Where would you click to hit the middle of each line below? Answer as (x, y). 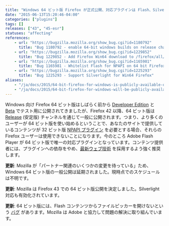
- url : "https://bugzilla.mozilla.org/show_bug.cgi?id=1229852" (83, 52)
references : (18, 38)
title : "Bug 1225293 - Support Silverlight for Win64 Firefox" (86, 76)
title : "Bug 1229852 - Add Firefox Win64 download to (76, 57)
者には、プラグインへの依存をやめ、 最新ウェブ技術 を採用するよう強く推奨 (83, 148)
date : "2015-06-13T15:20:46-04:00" (43, 15)
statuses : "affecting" (29, 33)
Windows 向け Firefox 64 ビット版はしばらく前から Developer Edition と (80, 104)
